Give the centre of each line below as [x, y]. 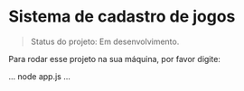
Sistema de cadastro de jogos [122, 17]
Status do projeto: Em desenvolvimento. [105, 41]
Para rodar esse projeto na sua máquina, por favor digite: [114, 59]
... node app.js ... [40, 76]
